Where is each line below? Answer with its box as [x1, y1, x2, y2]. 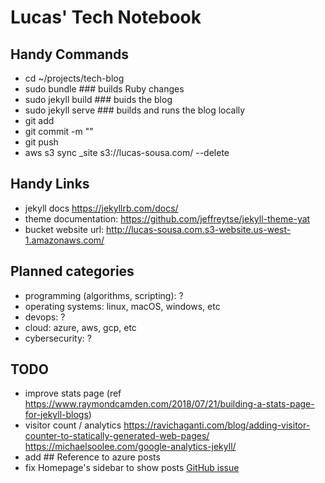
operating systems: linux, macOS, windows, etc [24, 300, 221, 312]
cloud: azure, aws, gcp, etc [24, 321, 137, 333]
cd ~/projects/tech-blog [24, 72, 125, 84]
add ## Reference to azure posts [24, 451, 161, 463]
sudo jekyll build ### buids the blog [24, 94, 173, 105]
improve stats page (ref [24, 387, 122, 400]
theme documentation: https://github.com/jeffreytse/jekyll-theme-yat [24, 212, 311, 225]
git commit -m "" [24, 126, 94, 137]
